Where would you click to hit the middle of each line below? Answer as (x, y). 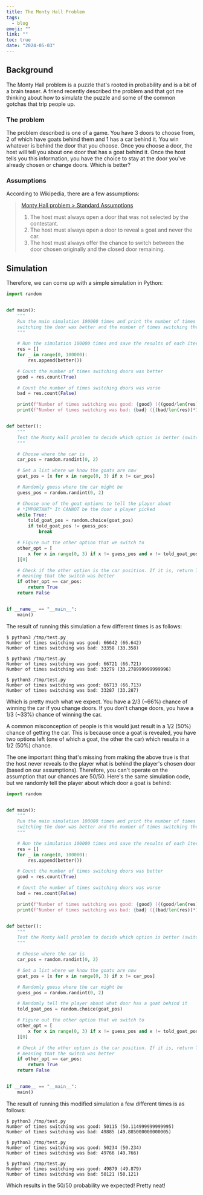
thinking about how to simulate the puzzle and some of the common (91, 97)
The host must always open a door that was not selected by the (109, 217)
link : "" (17, 34)
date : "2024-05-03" (31, 46)
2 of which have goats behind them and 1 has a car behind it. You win (93, 139)
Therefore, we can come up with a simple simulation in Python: (85, 283)
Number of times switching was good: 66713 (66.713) (74, 685)
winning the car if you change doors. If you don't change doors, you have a (100, 708)
